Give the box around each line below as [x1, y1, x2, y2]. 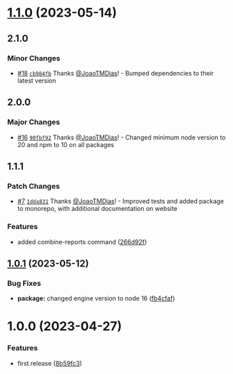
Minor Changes [7, 53, 61, 63]
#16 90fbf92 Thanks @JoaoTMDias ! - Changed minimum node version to [17, 133, 226, 142]
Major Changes [7, 117, 61, 127]
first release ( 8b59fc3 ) [17, 359, 82, 367]
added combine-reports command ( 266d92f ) [17, 237, 147, 246]
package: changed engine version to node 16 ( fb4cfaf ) [17, 294, 175, 303]
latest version [17, 76, 57, 85]
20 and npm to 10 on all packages [17, 140, 115, 148]
